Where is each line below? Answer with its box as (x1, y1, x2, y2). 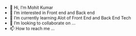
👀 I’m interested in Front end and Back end (9, 10, 95, 16)
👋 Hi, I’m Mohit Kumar (9, 5, 53, 10)
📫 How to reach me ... (9, 26, 55, 31)
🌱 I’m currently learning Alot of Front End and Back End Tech (9, 15, 131, 20)
